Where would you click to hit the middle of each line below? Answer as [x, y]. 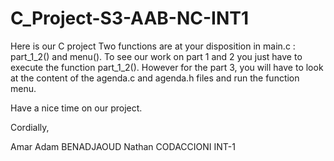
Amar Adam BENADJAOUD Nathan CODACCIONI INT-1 [123, 146]
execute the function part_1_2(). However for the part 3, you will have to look [167, 67]
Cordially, [30, 127]
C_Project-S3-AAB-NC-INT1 [130, 18]
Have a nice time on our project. [76, 108]
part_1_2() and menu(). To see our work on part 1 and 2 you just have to [156, 56]
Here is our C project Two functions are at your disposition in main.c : [153, 46]
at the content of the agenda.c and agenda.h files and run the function [155, 78]
